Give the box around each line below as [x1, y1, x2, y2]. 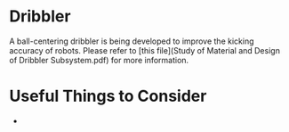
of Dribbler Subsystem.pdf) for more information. [9, 54, 189, 65]
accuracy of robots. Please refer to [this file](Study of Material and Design [9, 45, 280, 55]
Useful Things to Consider [9, 87, 207, 106]
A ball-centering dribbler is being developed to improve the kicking [9, 36, 254, 46]
